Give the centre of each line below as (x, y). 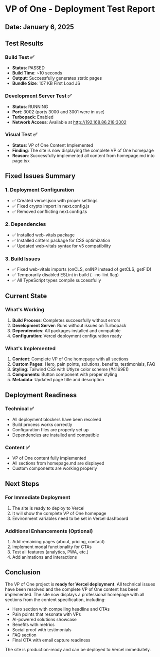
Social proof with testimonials (42, 630)
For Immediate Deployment (38, 497)
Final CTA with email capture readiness (51, 640)
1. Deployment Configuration (40, 190)
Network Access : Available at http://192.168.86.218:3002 (69, 122)
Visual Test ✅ (21, 135)
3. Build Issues (23, 259)
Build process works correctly (42, 425)
